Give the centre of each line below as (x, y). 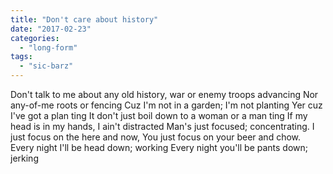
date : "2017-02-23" (51, 29)
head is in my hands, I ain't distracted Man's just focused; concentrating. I (162, 126)
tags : (21, 57)
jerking (24, 158)
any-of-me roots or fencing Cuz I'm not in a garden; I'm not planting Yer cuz (166, 105)
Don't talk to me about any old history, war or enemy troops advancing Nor (164, 94)
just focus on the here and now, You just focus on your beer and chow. (156, 137)
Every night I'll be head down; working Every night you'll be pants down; (159, 147)
